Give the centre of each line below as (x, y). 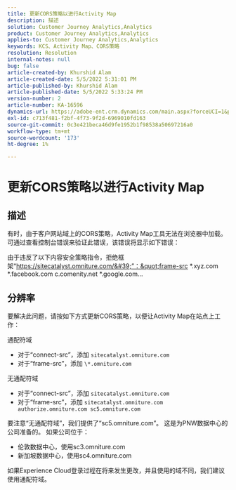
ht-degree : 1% (28, 145)
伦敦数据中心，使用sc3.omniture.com (71, 446)
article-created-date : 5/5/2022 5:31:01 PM (72, 79)
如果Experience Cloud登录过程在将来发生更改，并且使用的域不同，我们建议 (116, 470)
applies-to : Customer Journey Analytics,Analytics (83, 40)
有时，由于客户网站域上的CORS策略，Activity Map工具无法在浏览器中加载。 (117, 234)
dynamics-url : (28, 112)
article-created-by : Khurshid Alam (59, 72)
